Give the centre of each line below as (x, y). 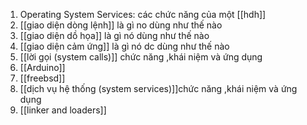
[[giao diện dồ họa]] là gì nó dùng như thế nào (114, 35)
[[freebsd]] (42, 78)
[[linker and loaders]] (63, 110)
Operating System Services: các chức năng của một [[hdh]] (143, 14)
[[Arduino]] (42, 67)
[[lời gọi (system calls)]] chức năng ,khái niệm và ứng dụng (141, 57)
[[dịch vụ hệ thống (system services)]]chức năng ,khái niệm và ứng (158, 88)
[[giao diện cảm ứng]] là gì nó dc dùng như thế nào (124, 46)
